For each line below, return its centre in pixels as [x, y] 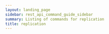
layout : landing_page [28, 10]
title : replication [26, 24]
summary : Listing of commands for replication [55, 19]
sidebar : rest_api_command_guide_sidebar [49, 14]
